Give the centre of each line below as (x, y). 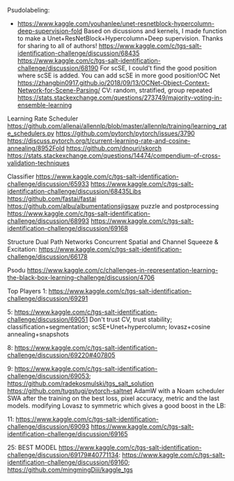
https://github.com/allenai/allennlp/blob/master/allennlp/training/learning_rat (117, 126)
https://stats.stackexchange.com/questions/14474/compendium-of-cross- (114, 155)
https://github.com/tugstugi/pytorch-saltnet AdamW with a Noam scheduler (116, 391)
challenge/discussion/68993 (48, 221)
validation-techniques (38, 163)
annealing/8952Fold (36, 148)
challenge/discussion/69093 (48, 427)
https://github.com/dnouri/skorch (114, 148)
